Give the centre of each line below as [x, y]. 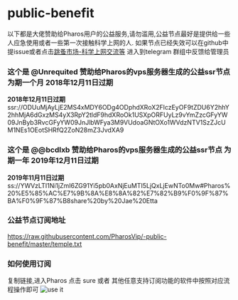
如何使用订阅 [29, 264]
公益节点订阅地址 [37, 220]
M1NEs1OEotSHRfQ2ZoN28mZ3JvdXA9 [66, 130]
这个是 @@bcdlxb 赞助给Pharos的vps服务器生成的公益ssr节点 [115, 150]
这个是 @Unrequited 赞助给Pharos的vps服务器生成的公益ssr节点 [119, 71]
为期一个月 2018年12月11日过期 [60, 82]
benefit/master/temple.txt [45, 244]
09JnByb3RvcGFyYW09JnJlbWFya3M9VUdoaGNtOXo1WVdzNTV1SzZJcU [117, 123]
